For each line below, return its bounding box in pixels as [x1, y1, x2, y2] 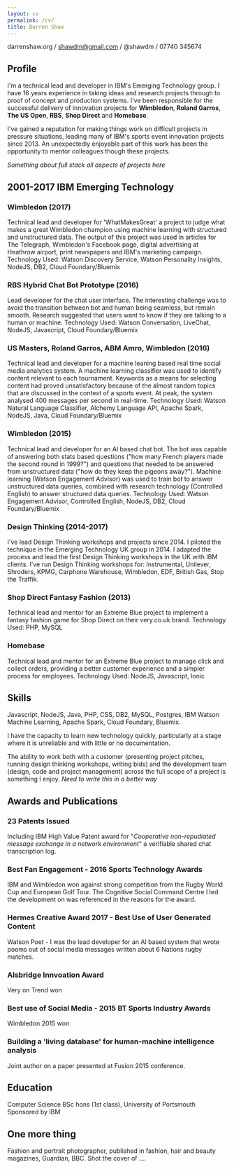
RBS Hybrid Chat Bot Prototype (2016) [7, 280, 139, 289]
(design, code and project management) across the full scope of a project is [7, 767, 226, 776]
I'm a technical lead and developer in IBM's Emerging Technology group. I [7, 81, 220, 90]
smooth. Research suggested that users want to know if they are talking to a [7, 311, 227, 320]
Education [7, 1082, 53, 1094]
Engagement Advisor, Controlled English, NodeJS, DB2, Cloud [7, 497, 187, 505]
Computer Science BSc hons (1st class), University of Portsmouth [7, 1100, 196, 1109]
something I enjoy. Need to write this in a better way [7, 775, 157, 784]
